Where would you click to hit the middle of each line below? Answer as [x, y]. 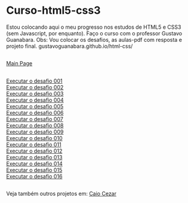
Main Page [19, 63]
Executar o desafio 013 [34, 157]
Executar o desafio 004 [35, 100]
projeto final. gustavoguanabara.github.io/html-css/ [70, 46]
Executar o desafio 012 [34, 151]
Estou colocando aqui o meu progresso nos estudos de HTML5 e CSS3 [94, 27]
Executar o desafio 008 [35, 125]
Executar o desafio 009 [35, 132]
